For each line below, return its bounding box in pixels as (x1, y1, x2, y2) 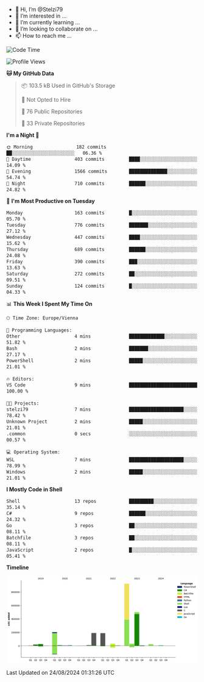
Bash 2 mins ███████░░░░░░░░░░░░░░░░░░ (6, 346, 198, 352)
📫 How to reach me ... (15, 32, 72, 39)
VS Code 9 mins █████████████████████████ (6, 382, 198, 388)
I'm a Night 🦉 (6, 132, 40, 138)
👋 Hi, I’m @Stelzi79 (15, 6, 63, 13)
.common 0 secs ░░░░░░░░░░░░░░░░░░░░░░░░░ (6, 431, 198, 437)
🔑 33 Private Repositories (21, 119, 85, 127)
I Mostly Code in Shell (6, 486, 63, 493)
